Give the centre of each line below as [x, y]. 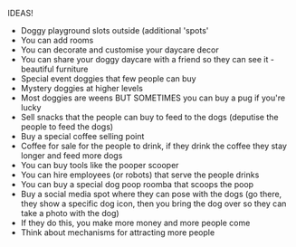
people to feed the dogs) [67, 127]
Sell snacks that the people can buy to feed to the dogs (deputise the [149, 117]
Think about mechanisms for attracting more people [118, 233]
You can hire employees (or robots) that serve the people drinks [140, 175]
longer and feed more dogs [72, 156]
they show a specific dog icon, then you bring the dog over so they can [153, 204]
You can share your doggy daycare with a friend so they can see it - [147, 59]
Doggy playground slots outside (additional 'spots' [115, 30]
